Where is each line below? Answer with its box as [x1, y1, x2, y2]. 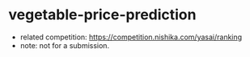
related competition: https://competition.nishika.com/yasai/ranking [19, 32, 243, 42]
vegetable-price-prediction [8, 6, 197, 24]
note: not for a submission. [19, 40, 110, 50]
